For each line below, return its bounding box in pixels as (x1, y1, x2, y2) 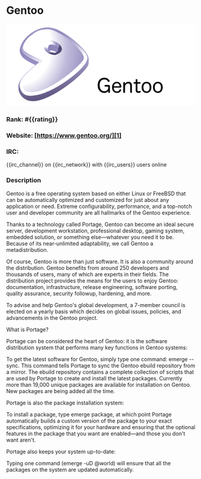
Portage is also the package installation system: (6, 399, 124, 406)
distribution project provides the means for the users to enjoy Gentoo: (6, 277, 179, 284)
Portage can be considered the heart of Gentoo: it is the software (6, 337, 168, 344)
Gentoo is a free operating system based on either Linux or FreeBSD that (6, 190, 186, 197)
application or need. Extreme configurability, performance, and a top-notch (6, 203, 192, 210)
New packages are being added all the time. (6, 387, 115, 394)
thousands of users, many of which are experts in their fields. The (6, 270, 169, 278)
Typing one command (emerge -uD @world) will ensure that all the (6, 459, 171, 466)
